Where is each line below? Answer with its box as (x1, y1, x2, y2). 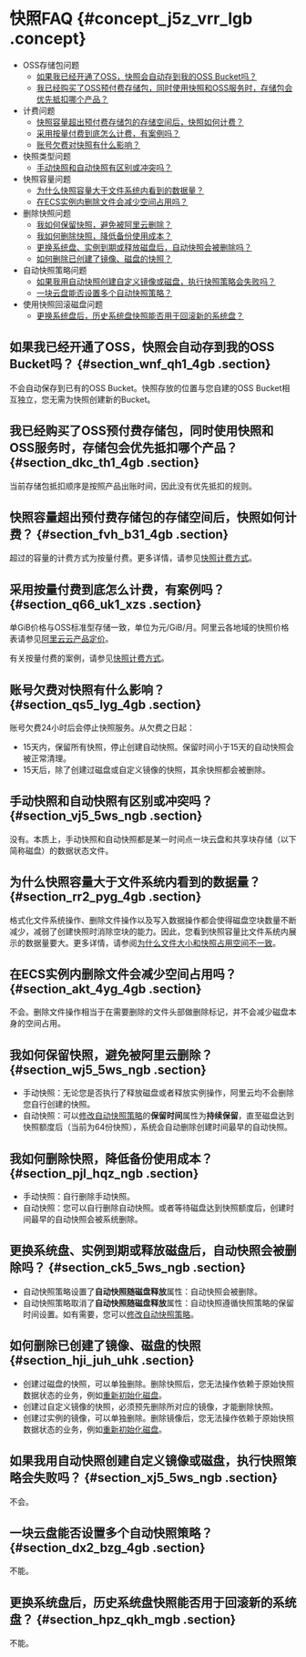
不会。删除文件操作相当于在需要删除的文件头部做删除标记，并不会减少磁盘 (9, 1006, 289, 1017)
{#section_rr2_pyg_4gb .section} (9, 890, 202, 905)
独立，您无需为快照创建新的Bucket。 (16, 394, 156, 405)
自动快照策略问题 (22, 264, 87, 275)
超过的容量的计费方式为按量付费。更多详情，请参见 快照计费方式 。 (9, 552, 257, 563)
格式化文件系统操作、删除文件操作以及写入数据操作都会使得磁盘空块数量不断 (9, 914, 297, 925)
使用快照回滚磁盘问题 (22, 298, 103, 310)
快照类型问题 (22, 150, 71, 161)
